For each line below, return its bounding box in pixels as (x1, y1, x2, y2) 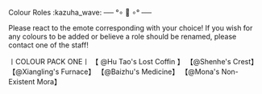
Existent (8, 77, 35, 86)
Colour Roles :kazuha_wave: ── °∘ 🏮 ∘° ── (8, 8, 152, 17)
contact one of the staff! (8, 40, 89, 50)
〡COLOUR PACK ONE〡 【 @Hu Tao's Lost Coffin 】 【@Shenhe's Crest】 (8, 57, 259, 66)
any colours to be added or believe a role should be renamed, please (8, 32, 237, 41)
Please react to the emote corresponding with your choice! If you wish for (8, 23, 253, 32)
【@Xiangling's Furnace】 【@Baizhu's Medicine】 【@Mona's (8, 67, 220, 76)
